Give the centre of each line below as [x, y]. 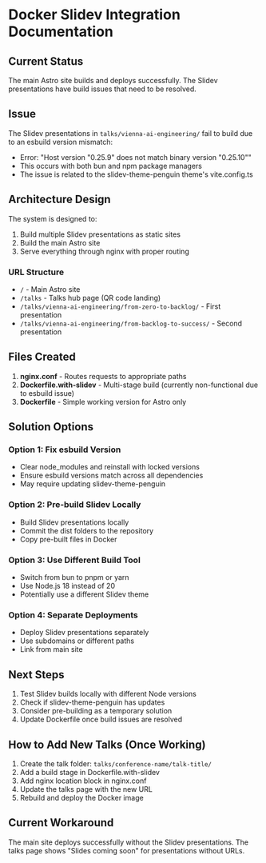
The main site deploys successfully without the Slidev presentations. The [129, 842]
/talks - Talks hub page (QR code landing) [90, 298]
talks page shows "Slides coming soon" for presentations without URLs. [127, 850]
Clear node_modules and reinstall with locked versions [109, 467]
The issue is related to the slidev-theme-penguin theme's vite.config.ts [136, 174]
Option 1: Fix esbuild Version [65, 449]
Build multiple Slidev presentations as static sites [100, 234]
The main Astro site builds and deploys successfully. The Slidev [113, 80]
